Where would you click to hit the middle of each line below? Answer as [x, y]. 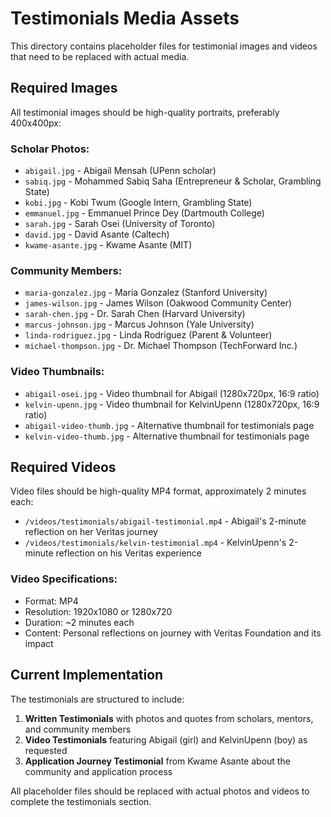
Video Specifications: [64, 579]
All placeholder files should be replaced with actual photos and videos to [160, 791]
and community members [78, 729]
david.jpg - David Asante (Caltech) [97, 234]
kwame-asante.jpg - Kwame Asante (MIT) [108, 245]
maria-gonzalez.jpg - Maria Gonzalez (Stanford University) [146, 293]
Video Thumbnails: [57, 372]
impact [39, 643]
